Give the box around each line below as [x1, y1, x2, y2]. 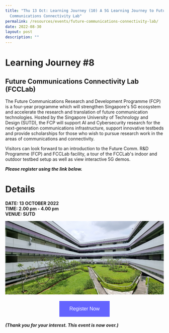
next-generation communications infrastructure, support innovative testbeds [5, 125, 164, 131]
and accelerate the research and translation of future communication [5, 109, 148, 115]
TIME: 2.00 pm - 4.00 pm [5, 206, 59, 212]
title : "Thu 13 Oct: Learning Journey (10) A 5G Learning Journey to [5, 8, 154, 13]
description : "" [5, 35, 39, 40]
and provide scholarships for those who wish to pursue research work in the [5, 130, 163, 136]
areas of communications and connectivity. [5, 136, 95, 142]
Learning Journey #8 [5, 57, 95, 69]
